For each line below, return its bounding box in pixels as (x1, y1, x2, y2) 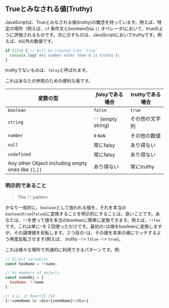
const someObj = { (5, 275, 44, 280)
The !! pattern (17, 194, 48, 200)
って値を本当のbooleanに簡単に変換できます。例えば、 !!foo (36, 217, 161, 223)
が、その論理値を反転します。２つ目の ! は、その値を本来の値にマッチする (5, 229, 157, 235)
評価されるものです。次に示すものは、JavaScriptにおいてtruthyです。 (14, 32, 157, 38)
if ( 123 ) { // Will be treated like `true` (5, 48, 98, 53)
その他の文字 (130, 115, 161, 122)
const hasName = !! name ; (5, 261, 57, 266)
